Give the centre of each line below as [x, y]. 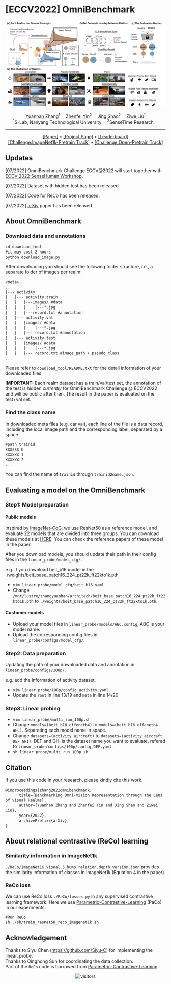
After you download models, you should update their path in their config [81, 554]
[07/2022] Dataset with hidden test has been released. [63, 186]
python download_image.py [33, 257]
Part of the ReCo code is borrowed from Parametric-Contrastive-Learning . [82, 966]
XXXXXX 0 [15, 449]
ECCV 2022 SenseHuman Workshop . [44, 176]
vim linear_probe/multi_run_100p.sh [51, 720]
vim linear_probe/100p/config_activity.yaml [61, 690]
